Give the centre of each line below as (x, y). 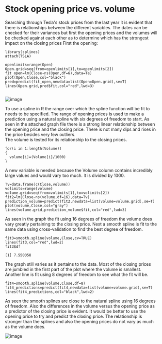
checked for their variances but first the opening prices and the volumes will (81, 33)
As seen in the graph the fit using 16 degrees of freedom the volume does (79, 219)
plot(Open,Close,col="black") (36, 77)
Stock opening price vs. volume (70, 9)
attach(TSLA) (18, 56)
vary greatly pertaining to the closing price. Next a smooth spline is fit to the (81, 224)
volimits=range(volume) (29, 189)
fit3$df (13, 246)
